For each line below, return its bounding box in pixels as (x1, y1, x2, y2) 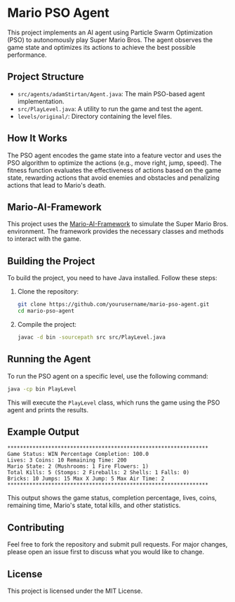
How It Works (7, 132, 68, 145)
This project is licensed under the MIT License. (7, 587, 143, 595)
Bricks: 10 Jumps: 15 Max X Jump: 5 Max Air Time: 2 (7, 476, 165, 483)
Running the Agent (7, 353, 91, 365)
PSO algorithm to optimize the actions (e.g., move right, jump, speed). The (7, 158, 222, 166)
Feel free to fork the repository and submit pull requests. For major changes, (7, 540, 228, 549)
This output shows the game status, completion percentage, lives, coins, (7, 494, 217, 502)
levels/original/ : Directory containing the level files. (17, 112, 173, 120)
